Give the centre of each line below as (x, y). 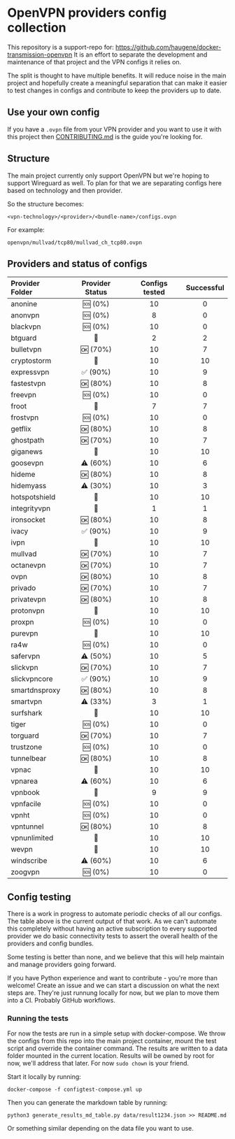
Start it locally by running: (44, 1077)
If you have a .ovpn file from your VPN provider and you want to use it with (114, 129)
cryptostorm (31, 361)
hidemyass (29, 486)
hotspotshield (33, 497)
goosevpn (27, 463)
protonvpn (28, 611)
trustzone (27, 747)
